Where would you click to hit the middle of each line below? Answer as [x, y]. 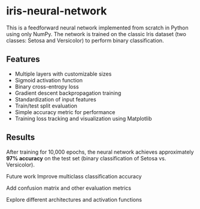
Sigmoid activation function [49, 80]
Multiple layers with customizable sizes [63, 74]
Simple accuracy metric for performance [65, 112]
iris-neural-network [57, 11]
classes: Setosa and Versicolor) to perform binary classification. [85, 40]
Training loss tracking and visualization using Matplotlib [83, 118]
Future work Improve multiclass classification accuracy [74, 176]
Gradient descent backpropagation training [68, 93]
